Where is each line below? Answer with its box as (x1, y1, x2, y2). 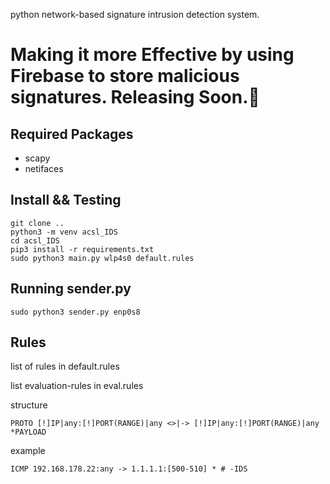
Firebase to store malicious (10, 65, 240, 88)
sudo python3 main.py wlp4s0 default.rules (10, 253, 195, 263)
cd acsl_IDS (10, 235, 60, 246)
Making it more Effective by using (10, 44, 295, 66)
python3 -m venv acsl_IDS (10, 227, 118, 237)
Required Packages (10, 125, 134, 143)
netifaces (24, 163, 64, 174)
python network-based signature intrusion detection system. (10, 9, 260, 20)
